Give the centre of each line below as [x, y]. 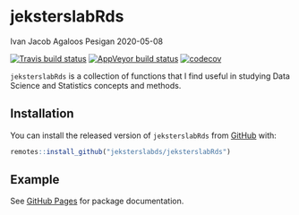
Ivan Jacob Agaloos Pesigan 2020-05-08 [87, 41]
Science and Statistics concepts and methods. [96, 85]
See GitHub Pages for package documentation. [97, 201]
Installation [42, 114]
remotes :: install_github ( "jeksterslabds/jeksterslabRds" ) [120, 151]
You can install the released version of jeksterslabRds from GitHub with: [143, 135]
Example [35, 180]
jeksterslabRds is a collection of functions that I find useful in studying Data [150, 76]
